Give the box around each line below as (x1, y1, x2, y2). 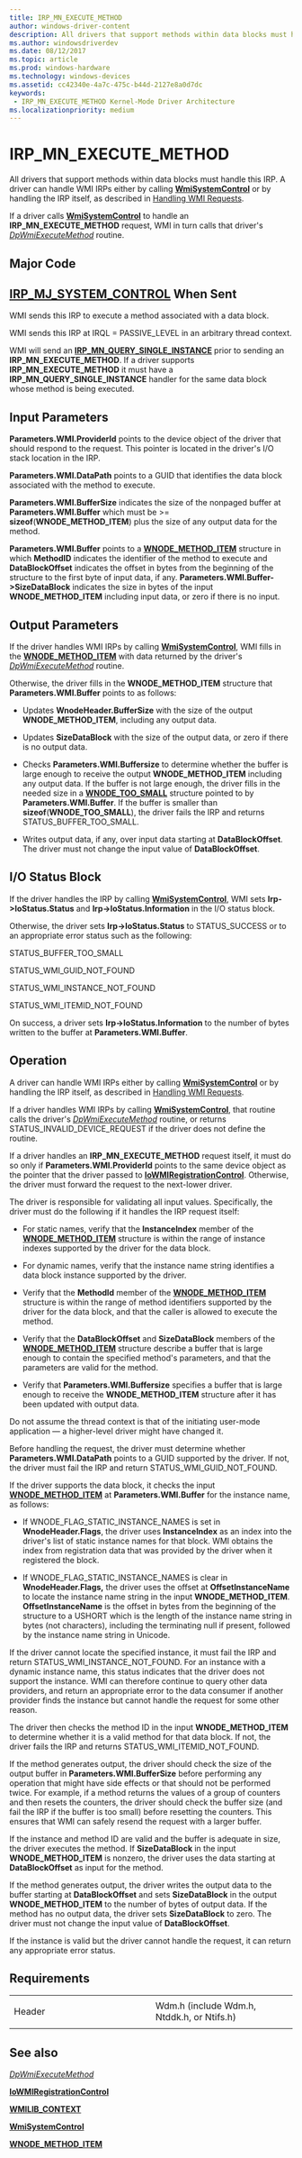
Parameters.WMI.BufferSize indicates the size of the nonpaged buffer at (9, 497, 281, 508)
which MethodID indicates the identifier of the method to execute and (9, 553, 268, 564)
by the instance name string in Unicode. (22, 1629, 171, 1640)
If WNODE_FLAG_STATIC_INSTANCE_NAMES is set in (22, 1516, 221, 1527)
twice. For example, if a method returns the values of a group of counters (9, 1787, 281, 1798)
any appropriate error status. (9, 1944, 116, 1955)
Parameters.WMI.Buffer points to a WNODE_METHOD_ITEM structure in (9, 543, 281, 554)
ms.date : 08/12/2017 (9, 47, 87, 56)
